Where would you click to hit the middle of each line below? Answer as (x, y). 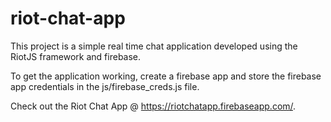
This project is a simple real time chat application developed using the (154, 46)
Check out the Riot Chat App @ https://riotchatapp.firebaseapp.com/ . (153, 106)
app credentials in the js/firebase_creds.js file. (105, 86)
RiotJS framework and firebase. (76, 56)
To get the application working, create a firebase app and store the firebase (166, 76)
